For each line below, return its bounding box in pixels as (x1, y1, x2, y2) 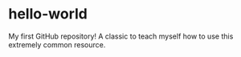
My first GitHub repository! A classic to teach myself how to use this (8, 31, 234, 41)
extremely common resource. (8, 39, 106, 49)
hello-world (8, 5, 88, 23)
